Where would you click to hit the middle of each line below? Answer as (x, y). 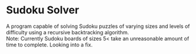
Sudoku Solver (43, 10)
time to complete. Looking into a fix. (49, 45)
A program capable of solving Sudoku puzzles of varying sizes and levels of (98, 26)
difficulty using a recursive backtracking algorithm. (67, 32)
